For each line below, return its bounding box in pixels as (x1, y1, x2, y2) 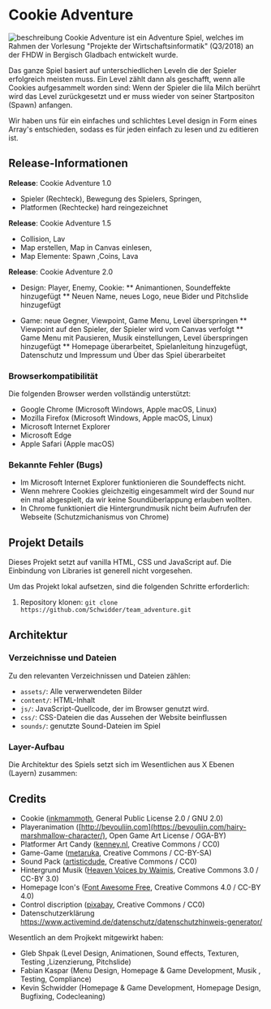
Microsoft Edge (19, 430, 72, 440)
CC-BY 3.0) (19, 873, 59, 883)
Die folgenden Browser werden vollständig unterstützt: (8, 389, 191, 399)
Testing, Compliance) (19, 974, 92, 984)
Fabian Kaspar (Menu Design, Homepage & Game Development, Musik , (19, 965, 261, 975)
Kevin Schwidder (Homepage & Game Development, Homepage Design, (19, 982, 261, 992)
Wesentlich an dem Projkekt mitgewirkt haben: (8, 932, 164, 942)
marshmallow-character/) (19, 830, 105, 840)
